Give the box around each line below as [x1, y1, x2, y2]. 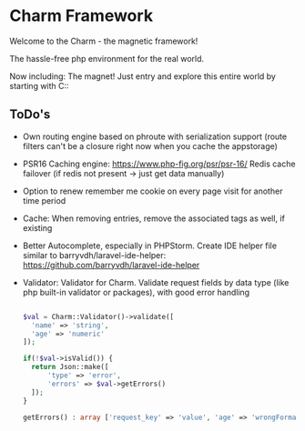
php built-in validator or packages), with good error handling [22, 286, 250, 297]
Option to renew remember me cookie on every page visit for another [22, 185, 283, 196]
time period [22, 195, 66, 205]
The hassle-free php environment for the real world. [9, 53, 205, 64]
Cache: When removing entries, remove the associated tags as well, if [22, 213, 285, 224]
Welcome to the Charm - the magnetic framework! [9, 35, 198, 46]
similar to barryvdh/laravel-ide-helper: [22, 249, 167, 260]
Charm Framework [9, 5, 153, 26]
